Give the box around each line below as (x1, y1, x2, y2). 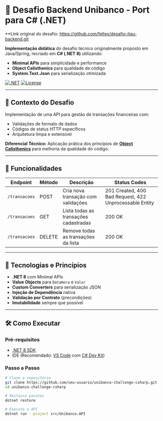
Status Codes (114, 179, 147, 185)
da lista (62, 239, 79, 246)
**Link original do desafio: (5, 31, 59, 37)
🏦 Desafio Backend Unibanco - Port (5, 4, 150, 16)
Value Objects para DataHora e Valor (12, 279, 86, 285)
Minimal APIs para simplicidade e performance (12, 60, 107, 66)
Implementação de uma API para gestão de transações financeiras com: (5, 111, 149, 117)
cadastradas (62, 219, 91, 226)
